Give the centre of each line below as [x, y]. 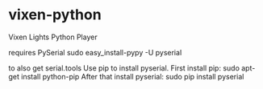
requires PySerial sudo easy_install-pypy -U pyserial [95, 52]
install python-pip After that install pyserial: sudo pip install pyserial [133, 76]
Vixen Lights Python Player [53, 37]
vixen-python [55, 15]
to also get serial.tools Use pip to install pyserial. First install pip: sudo [124, 68]
